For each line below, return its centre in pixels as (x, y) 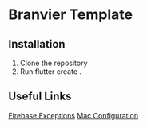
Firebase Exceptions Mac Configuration (73, 115)
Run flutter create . (51, 72)
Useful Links (40, 97)
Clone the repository (54, 63)
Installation (37, 44)
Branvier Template (71, 15)
